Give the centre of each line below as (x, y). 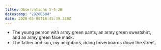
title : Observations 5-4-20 (34, 9)
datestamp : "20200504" (28, 14)
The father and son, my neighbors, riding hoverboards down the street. (84, 43)
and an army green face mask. (43, 37)
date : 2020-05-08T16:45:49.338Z (38, 18)
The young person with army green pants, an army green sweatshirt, (81, 33)
